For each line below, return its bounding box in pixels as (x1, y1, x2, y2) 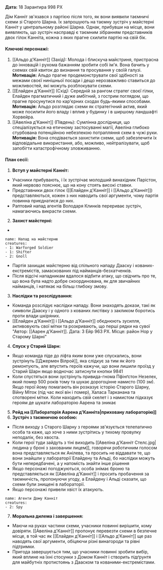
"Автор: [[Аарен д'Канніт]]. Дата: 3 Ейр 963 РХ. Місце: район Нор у (12, 328, 153, 334)
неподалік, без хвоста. (12, 434, 60, 440)
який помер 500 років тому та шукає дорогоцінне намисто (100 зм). (12, 379, 155, 385)
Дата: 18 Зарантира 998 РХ (5, 4, 63, 10)
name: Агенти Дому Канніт (5, 496, 58, 501)
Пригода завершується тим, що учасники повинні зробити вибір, (12, 549, 149, 555)
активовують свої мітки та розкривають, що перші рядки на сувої (12, 324, 150, 329)
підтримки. (12, 543, 35, 549)
